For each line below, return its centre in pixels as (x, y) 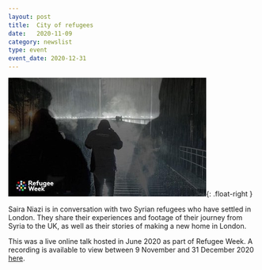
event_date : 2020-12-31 (47, 59)
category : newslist (40, 42)
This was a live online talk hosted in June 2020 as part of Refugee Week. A (131, 241)
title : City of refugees (51, 25)
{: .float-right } (230, 194)
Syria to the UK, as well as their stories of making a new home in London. (127, 226)
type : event (28, 50)
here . (17, 258)
